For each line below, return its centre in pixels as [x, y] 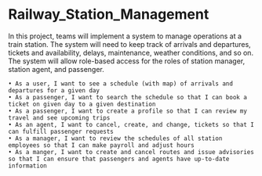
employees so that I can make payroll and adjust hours [101, 145]
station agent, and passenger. [56, 69]
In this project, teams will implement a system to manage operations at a [125, 36]
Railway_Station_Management [109, 14]
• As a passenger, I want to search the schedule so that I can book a [127, 97]
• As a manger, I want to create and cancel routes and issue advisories [131, 152]
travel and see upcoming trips [59, 118]
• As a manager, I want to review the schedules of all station [115, 138]
